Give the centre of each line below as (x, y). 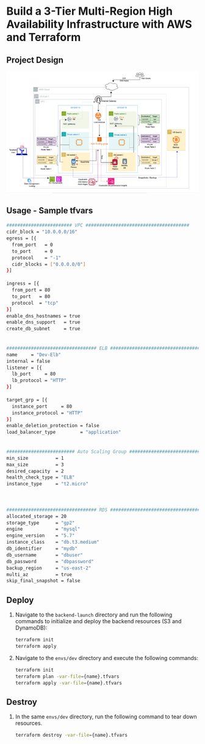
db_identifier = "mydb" (42, 549)
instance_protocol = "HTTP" (48, 413)
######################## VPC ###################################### (98, 226)
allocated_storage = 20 (37, 516)
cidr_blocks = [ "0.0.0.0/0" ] (49, 264)
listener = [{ (24, 368)
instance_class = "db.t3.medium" (53, 542)
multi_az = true (39, 574)
